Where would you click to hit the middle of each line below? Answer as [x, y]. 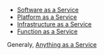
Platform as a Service [47, 17]
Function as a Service [47, 31]
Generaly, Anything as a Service [52, 44]
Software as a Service [48, 10]
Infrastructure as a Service [54, 24]
